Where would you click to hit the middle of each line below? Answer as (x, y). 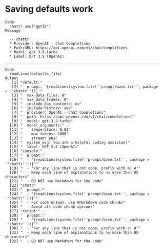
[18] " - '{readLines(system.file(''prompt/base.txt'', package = (80, 160)
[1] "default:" (27, 82)
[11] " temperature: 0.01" (40, 129)
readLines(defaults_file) (36, 74)
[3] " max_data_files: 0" (39, 95)
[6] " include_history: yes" (42, 108)
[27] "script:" (25, 211)
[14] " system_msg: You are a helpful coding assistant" (70, 142)
